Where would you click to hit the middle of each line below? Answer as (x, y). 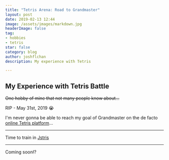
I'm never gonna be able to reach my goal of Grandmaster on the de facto (81, 118)
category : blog (21, 52)
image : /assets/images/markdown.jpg (44, 24)
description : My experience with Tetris (48, 61)
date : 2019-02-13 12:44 (30, 19)
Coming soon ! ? (21, 152)
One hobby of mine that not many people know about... (62, 98)
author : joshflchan (26, 57)
